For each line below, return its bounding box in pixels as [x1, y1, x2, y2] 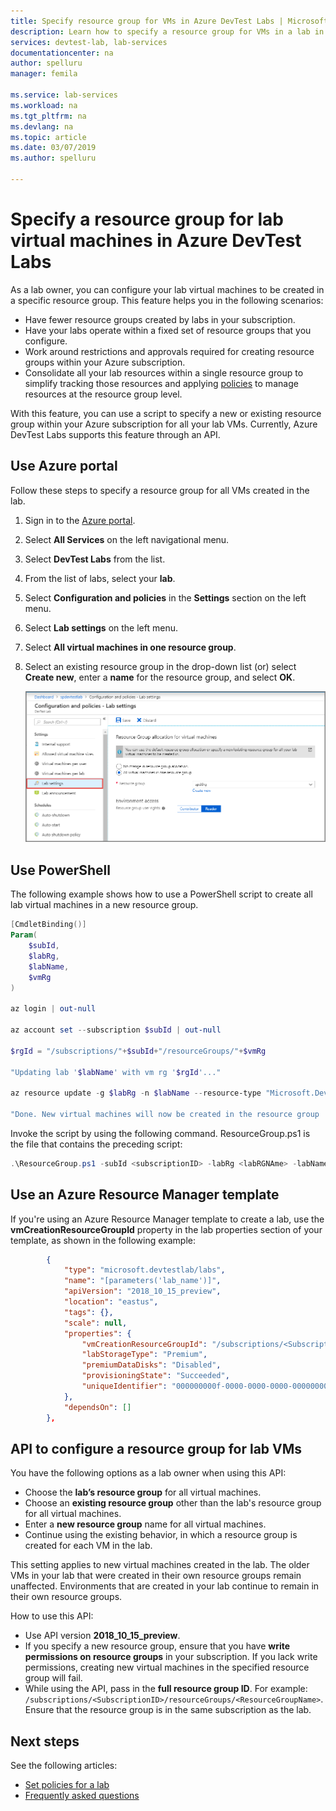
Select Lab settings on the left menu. [24, 621, 178, 634]
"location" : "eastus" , [63, 1297, 159, 1307]
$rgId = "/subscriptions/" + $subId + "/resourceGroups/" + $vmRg [10, 1046, 267, 1056]
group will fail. [24, 1672, 83, 1684]
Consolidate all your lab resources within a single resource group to [24, 366, 304, 379]
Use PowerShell [10, 861, 111, 879]
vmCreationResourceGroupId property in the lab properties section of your [10, 1223, 323, 1235]
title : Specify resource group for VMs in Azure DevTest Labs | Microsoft [10, 16, 329, 26]
